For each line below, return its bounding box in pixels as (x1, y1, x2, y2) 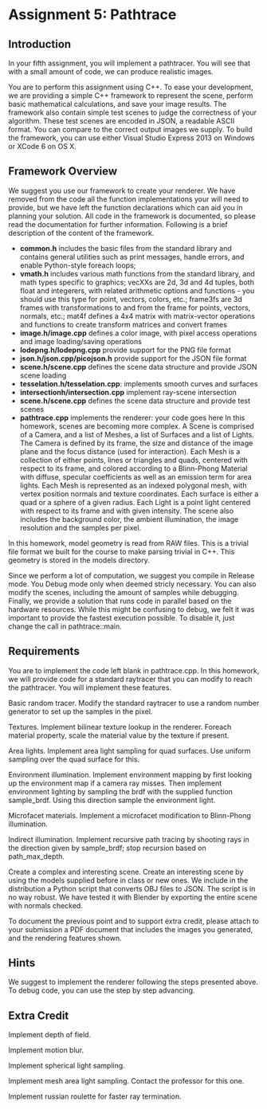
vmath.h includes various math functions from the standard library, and (19, 268, 255, 278)
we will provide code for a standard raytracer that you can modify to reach (8, 674, 253, 684)
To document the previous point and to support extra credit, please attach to (8, 916, 259, 926)
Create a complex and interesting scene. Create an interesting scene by (8, 867, 244, 876)
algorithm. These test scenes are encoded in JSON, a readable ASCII (8, 116, 235, 125)
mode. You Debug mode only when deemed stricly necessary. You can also (8, 579, 257, 589)
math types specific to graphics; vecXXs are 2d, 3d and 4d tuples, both (19, 277, 255, 287)
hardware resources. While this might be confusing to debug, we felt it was (8, 604, 255, 614)
